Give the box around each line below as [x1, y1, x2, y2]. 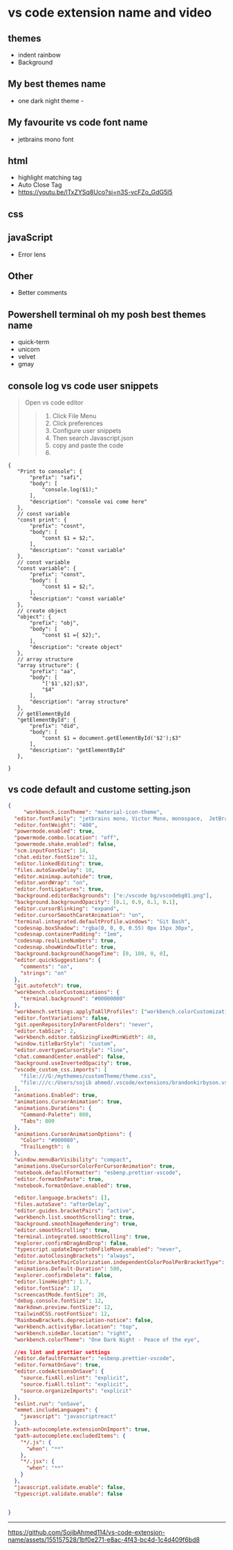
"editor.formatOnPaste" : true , [14, 1175, 104, 1182]
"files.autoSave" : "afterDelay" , [14, 1201, 111, 1208]
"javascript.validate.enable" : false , [14, 1484, 127, 1490]
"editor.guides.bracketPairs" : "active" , [14, 1207, 136, 1215]
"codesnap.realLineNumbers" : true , [14, 937, 117, 945]
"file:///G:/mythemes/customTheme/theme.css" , [20, 1072, 157, 1080]
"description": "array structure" [29, 698, 129, 706]
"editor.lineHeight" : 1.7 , [14, 1278, 92, 1285]
